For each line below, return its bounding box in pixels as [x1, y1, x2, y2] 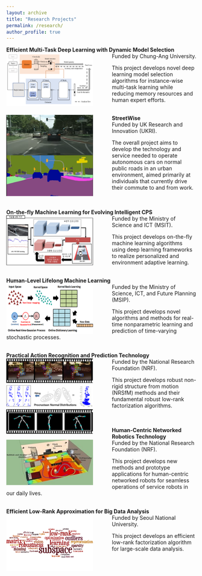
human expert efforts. [112, 97, 166, 104]
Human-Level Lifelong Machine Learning [6, 277, 111, 284]
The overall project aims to [112, 139, 178, 146]
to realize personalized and [112, 253, 179, 260]
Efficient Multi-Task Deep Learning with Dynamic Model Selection [6, 46, 175, 54]
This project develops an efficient [112, 532, 195, 540]
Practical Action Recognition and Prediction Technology [6, 352, 150, 359]
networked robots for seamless [112, 477, 190, 484]
